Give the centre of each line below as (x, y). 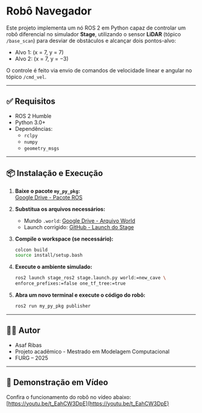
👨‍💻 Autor (23, 331)
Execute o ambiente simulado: (54, 267)
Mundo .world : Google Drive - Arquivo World (79, 221)
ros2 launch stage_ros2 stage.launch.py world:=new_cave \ (90, 278)
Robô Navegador (49, 11)
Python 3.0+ (30, 122)
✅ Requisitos (31, 102)
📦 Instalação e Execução (55, 173)
